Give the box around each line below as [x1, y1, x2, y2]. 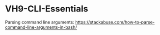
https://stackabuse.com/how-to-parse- [75, 19, 155, 25]
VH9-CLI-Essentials [5, 3, 88, 14]
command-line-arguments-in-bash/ [5, 24, 77, 30]
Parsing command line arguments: [5, 19, 75, 25]
